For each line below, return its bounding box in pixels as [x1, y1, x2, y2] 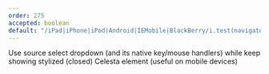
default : [8, 26, 38, 34]
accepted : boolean [8, 19, 70, 27]
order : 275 [8, 11, 45, 20]
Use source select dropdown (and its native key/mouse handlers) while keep [8, 49, 261, 58]
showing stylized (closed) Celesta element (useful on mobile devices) [8, 56, 239, 66]
